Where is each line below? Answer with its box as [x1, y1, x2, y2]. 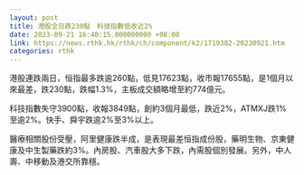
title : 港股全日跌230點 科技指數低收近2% [9, 22, 153, 31]
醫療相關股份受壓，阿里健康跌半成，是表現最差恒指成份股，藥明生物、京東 [9, 134, 287, 144]
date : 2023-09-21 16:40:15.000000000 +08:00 [9, 30, 180, 39]
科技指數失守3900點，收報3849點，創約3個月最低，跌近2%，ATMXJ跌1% [9, 103, 288, 114]
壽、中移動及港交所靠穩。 [9, 156, 105, 167]
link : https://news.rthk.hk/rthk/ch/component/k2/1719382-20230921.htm [9, 38, 285, 48]
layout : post [9, 13, 59, 23]
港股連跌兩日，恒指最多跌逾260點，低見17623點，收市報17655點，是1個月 [9, 73, 286, 84]
